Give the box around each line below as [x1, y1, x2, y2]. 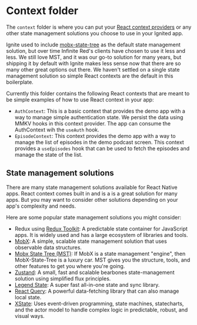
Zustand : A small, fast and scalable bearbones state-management [14, 269, 175, 276]
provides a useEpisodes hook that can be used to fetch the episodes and [14, 145, 190, 152]
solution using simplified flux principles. [14, 275, 111, 282]
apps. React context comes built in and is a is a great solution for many [6, 189, 178, 197]
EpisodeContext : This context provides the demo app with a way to [14, 132, 176, 139]
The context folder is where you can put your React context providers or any [6, 23, 192, 31]
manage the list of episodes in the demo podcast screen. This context [14, 138, 184, 145]
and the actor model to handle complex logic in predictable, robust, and [14, 306, 188, 313]
